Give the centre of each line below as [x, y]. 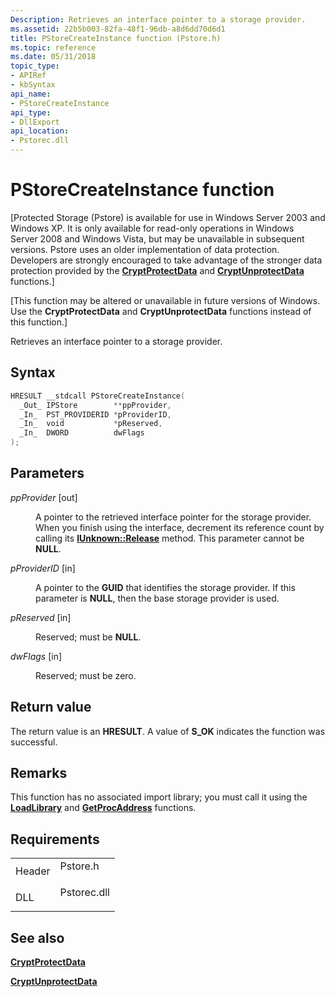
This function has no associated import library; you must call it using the [159, 797]
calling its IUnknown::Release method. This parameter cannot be [170, 538]
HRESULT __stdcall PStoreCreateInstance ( [98, 396]
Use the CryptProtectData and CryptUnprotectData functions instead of [161, 311]
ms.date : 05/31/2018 [53, 57]
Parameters [47, 473]
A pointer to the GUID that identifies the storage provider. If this [165, 587]
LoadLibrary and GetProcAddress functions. [103, 808]
